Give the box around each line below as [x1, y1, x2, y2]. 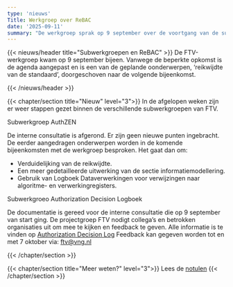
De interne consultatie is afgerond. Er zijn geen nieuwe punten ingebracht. [7, 131, 220, 140]
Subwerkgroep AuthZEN [7, 118, 77, 127]
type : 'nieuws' [7, 10, 51, 17]
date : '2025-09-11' [7, 23, 64, 30]
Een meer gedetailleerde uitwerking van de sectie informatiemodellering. [17, 167, 225, 175]
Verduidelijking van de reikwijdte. [17, 160, 112, 168]
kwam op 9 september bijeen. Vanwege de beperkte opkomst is [39, 56, 223, 64]
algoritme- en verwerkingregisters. [17, 181, 117, 190]
